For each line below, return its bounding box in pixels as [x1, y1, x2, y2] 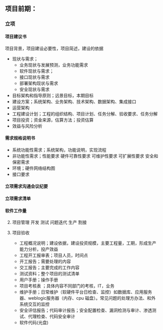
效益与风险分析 [12, 123, 42, 129]
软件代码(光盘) [19, 320, 49, 326]
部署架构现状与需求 [19, 80, 59, 86]
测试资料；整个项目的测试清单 [19, 271, 80, 277]
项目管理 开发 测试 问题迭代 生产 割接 [12, 220, 87, 225]
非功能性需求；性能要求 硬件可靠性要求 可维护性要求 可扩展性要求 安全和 [12, 153, 159, 159]
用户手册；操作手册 [19, 277, 59, 283]
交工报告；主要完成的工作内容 [19, 264, 80, 270]
